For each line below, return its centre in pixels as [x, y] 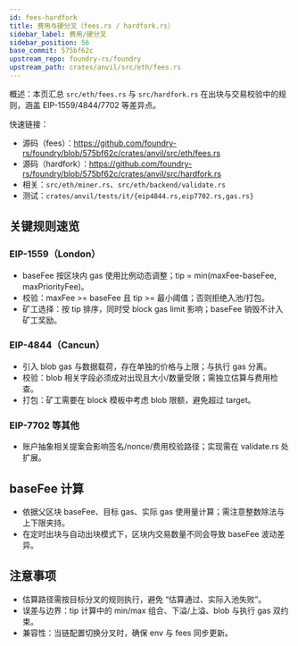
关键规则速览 [45, 227]
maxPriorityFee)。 [55, 286]
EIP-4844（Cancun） [57, 345]
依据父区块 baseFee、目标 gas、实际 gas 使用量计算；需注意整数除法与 [153, 511]
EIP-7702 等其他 [45, 425]
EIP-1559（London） [55, 254]
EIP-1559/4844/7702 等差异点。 [101, 105]
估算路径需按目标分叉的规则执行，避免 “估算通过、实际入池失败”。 [144, 599]
